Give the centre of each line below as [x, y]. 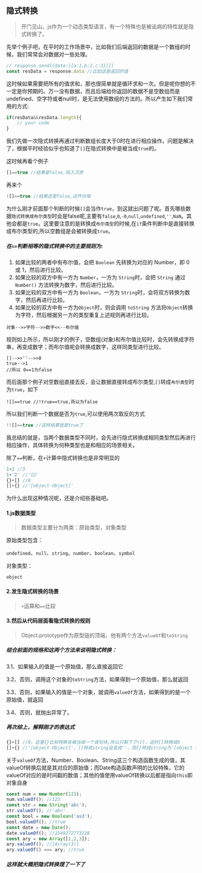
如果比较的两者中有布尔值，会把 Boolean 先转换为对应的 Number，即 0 [102, 262]
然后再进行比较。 [47, 300]
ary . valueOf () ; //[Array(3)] [43, 844]
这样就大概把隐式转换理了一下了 [46, 864]
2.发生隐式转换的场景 [32, 591]
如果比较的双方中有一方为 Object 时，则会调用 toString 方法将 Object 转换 [104, 307]
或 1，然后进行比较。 [41, 270]
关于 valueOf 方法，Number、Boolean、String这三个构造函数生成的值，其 [96, 760]
